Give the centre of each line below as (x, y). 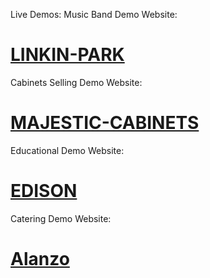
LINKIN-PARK (67, 55)
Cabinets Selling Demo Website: (76, 82)
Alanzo (40, 259)
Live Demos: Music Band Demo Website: (94, 14)
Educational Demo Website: (67, 150)
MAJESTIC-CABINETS (105, 123)
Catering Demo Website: (61, 218)
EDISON (44, 191)
